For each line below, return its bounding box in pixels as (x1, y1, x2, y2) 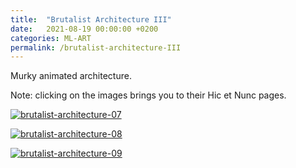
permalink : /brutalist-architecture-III (10, 42, 182, 53)
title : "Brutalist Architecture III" (10, 14, 172, 25)
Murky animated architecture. (10, 70, 132, 82)
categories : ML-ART (10, 33, 92, 43)
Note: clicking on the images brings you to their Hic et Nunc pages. (10, 89, 287, 101)
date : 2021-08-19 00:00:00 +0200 (10, 24, 159, 34)
